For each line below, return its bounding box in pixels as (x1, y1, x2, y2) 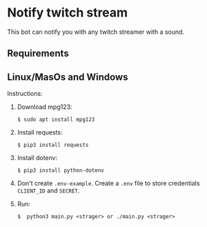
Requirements (7, 48, 69, 59)
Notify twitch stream (7, 5, 128, 21)
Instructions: (7, 90, 43, 98)
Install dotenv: (17, 154, 57, 162)
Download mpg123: (17, 103, 72, 111)
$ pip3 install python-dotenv (17, 167, 105, 174)
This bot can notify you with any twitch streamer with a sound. (7, 28, 185, 36)
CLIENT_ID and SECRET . (17, 186, 80, 195)
